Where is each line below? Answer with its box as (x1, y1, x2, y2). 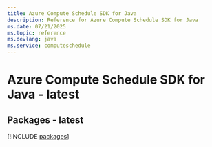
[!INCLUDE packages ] (7, 133, 70, 140)
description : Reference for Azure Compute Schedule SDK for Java (7, 17, 198, 23)
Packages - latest (7, 114, 84, 126)
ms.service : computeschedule (7, 42, 91, 49)
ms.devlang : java (7, 36, 57, 43)
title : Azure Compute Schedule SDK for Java (7, 10, 137, 17)
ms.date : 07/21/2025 (7, 23, 67, 30)
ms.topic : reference (7, 29, 67, 37)
